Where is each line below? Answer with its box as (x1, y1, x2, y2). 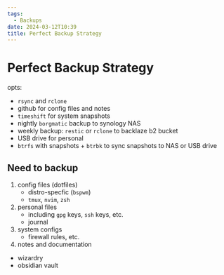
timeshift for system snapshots (17, 112, 110, 120)
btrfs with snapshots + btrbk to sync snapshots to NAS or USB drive (17, 142, 218, 150)
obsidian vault (17, 261, 58, 269)
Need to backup (7, 162, 79, 174)
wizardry (17, 254, 44, 262)
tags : (7, 10, 23, 18)
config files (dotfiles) (17, 180, 78, 189)
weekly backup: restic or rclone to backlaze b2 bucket (17, 127, 178, 135)
